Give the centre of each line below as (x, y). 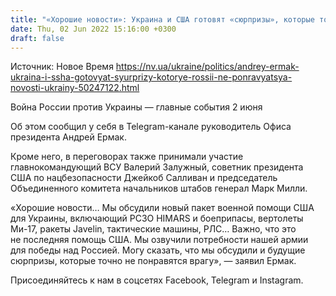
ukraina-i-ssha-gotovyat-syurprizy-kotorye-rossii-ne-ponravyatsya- (151, 77)
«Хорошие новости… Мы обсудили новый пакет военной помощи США (162, 208)
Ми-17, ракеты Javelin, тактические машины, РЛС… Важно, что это (153, 229)
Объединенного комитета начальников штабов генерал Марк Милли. (159, 188)
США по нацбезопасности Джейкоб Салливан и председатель (144, 178)
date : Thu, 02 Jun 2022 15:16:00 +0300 (93, 29)
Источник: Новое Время (62, 67)
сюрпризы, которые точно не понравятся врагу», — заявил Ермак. (153, 261)
